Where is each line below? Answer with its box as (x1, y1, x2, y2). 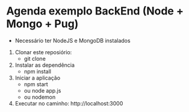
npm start (23, 80, 48, 88)
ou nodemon (23, 93, 56, 101)
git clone (23, 55, 46, 62)
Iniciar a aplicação (14, 74, 61, 81)
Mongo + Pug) (6, 17, 79, 31)
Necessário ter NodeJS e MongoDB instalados (14, 37, 131, 44)
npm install (23, 67, 51, 75)
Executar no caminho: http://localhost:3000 (14, 99, 123, 107)
